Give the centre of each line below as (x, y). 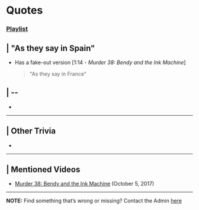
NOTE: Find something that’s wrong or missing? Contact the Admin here (94, 201)
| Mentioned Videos (43, 169)
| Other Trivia (31, 131)
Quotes (25, 10)
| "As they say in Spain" (51, 48)
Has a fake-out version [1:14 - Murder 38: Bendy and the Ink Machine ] (100, 62)
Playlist (17, 29)
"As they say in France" (58, 74)
